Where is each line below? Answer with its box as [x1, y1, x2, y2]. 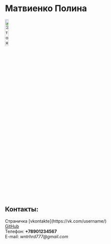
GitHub [5, 223, 19, 229]
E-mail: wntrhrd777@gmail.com [5, 233, 69, 239]
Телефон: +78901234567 [5, 228, 57, 234]
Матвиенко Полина [5, 3, 87, 14]
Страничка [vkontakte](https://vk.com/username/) [5, 218, 107, 224]
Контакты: [5, 205, 39, 213]
